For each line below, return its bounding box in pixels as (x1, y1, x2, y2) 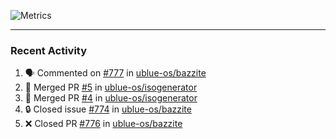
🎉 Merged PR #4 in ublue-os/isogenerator (24, 92, 198, 104)
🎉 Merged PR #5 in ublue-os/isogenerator (24, 81, 198, 94)
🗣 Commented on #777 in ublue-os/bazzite (24, 67, 207, 79)
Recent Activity (10, 43, 88, 57)
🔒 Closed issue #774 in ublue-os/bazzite (24, 103, 192, 115)
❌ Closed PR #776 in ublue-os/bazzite (24, 118, 183, 130)
